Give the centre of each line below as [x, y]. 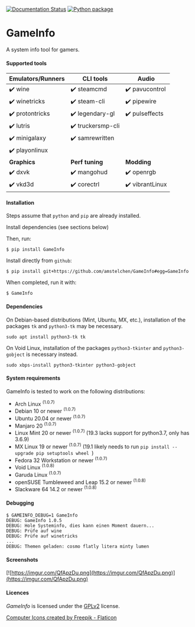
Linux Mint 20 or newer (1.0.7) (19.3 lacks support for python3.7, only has [102, 432]
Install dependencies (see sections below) [58, 227]
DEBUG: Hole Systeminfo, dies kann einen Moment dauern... [80, 526]
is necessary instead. [52, 354]
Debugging [20, 503]
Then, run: [19, 239]
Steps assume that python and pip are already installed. [73, 216]
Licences [18, 593]
